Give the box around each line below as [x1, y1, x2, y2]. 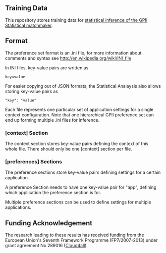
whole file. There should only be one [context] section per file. [5, 146, 132, 152]
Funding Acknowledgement [5, 219, 93, 227]
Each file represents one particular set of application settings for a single [5, 106, 154, 112]
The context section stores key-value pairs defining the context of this [5, 141, 149, 147]
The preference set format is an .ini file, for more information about [5, 50, 142, 56]
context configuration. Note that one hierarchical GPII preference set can [5, 111, 154, 118]
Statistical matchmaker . [5, 22, 53, 28]
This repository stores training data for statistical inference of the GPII [5, 17, 148, 23]
